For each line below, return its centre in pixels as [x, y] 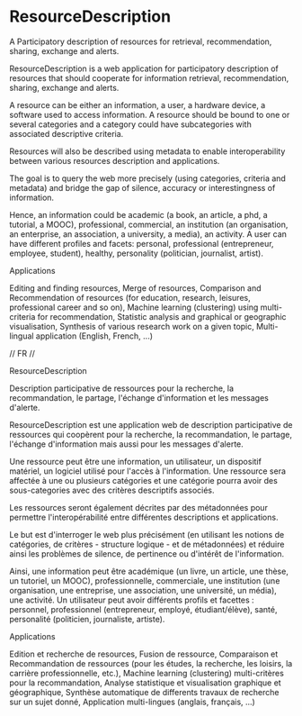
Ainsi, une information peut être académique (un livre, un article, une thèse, [149, 571]
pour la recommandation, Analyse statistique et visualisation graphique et [145, 683]
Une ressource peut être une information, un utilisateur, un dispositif [136, 461]
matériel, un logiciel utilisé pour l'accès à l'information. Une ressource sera [147, 471]
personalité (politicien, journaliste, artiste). [87, 619]
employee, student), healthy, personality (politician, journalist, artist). [136, 253]
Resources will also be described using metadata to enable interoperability [147, 151]
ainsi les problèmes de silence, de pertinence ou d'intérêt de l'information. [147, 553]
